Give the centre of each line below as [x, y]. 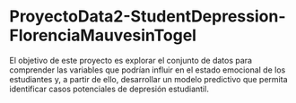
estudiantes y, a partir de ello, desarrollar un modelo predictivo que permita [149, 79]
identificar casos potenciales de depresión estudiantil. [109, 89]
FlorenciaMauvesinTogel [103, 35]
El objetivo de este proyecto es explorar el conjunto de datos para [131, 60]
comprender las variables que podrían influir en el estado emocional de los [148, 70]
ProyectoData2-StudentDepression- [148, 17]
